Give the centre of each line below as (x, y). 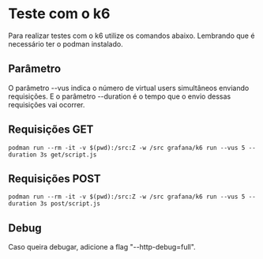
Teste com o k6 (59, 14)
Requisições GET (51, 130)
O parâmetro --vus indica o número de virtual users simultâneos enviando (129, 88)
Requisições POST (54, 178)
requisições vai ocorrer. (47, 104)
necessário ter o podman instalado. (66, 43)
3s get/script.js (68, 155)
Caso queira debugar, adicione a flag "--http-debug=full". (102, 247)
